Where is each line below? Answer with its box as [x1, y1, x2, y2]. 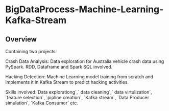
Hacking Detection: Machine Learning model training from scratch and [5, 74, 154, 80]
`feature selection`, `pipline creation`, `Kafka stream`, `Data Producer [5, 95, 150, 100]
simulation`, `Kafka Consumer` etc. [5, 100, 78, 106]
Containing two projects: [5, 49, 57, 54]
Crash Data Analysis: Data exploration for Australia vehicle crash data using [5, 58, 164, 64]
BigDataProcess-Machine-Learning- [5, 4, 164, 15]
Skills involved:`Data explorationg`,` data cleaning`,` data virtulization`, [5, 89, 152, 95]
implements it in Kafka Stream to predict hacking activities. [5, 79, 129, 85]
